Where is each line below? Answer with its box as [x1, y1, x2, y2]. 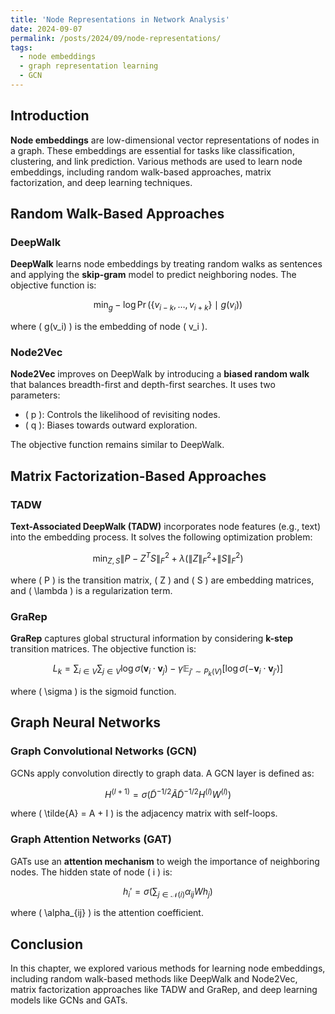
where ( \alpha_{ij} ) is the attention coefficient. [10, 907, 204, 919]
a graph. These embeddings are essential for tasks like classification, [10, 144, 295, 156]
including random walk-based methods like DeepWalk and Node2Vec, [10, 973, 298, 985]
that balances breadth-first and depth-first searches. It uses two [10, 379, 276, 391]
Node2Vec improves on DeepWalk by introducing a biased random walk [10, 368, 310, 380]
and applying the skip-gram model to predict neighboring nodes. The [10, 269, 297, 281]
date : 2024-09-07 [10, 24, 83, 34]
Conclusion [10, 936, 84, 953]
